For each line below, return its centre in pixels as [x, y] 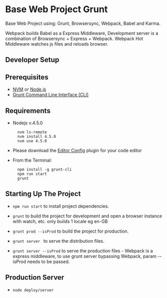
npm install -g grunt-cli [45, 169]
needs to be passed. [48, 262]
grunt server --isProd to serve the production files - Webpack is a [83, 251]
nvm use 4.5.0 [32, 141]
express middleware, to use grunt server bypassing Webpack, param [85, 256]
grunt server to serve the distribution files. [58, 241]
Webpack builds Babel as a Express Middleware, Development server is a [82, 33]
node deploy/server [33, 290]
